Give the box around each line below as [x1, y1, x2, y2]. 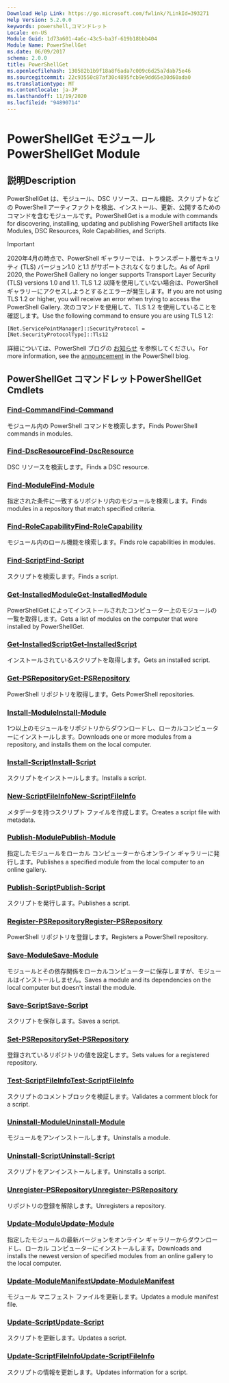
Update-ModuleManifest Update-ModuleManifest [7, 1276, 175, 1286]
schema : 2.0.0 [7, 55, 48, 62]
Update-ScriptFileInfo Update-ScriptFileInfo [7, 1351, 155, 1361]
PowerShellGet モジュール [7, 131, 156, 147]
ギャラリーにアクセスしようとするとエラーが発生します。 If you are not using [7, 287, 222, 295]
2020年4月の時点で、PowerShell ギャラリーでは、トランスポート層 [7, 254, 196, 262]
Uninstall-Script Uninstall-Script [7, 1150, 115, 1160]
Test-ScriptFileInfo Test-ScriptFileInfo [7, 1076, 135, 1085]
